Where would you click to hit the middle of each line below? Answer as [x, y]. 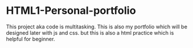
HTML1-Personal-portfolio [71, 11]
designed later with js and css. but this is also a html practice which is [90, 32]
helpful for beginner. [31, 39]
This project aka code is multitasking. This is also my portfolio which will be [97, 27]
